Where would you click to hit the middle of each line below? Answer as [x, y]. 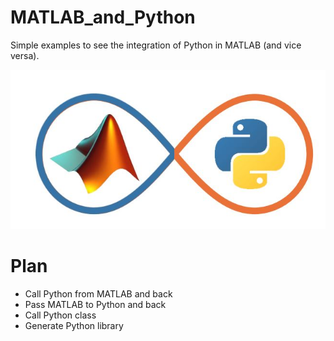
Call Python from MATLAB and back [98, 293]
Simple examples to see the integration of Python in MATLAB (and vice [156, 45]
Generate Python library [74, 325]
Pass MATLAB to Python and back [95, 304]
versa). [25, 55]
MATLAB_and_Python [103, 17]
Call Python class [60, 315]
